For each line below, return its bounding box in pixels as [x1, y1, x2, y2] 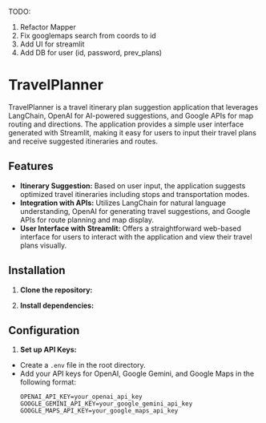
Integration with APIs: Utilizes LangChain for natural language [19, 198, 227, 207]
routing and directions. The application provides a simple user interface [8, 119, 244, 129]
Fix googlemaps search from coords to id [19, 31, 156, 40]
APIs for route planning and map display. [19, 215, 155, 224]
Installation [8, 264, 66, 277]
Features [8, 159, 54, 173]
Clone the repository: [19, 284, 93, 295]
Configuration [8, 324, 80, 337]
